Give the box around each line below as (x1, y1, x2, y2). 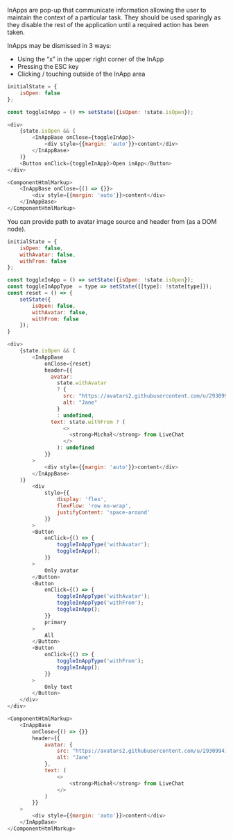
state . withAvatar (56, 380, 107, 386)
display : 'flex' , (56, 496, 107, 503)
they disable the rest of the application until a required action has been (7, 21, 209, 28)
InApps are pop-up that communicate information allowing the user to (7, 6, 207, 14)
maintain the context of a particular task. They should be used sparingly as (7, 13, 221, 22)
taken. (7, 28, 26, 36)
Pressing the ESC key (17, 63, 79, 70)
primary (44, 619, 67, 626)
